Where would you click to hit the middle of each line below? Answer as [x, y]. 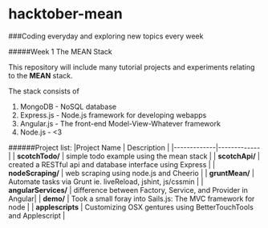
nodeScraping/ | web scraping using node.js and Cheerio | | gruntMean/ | [132, 173]
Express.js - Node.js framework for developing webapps [113, 115]
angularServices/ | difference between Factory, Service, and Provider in [128, 190]
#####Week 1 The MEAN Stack [60, 51]
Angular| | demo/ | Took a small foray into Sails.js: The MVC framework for [132, 198]
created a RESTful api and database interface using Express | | [112, 164]
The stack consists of [44, 91]
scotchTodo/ [39, 156]
